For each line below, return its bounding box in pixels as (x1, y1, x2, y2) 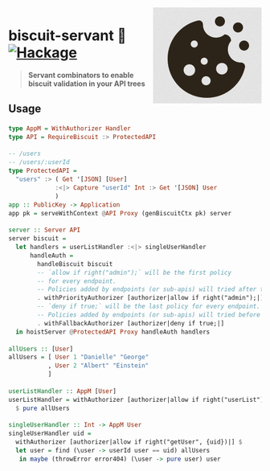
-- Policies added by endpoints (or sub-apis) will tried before (37, 311, 261, 319)
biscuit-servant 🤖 (8, 27, 127, 45)
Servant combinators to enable (27, 70, 134, 80)
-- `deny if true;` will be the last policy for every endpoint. (37, 302, 261, 311)
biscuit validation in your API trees (27, 79, 146, 88)
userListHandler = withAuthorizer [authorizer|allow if (8, 395, 199, 403)
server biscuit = (8, 235, 67, 243)
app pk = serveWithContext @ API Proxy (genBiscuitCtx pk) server (8, 209, 231, 217)
